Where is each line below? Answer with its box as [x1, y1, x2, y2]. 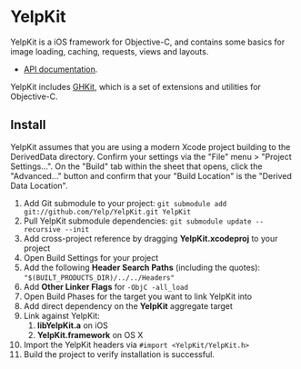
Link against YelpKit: [23, 310, 101, 321]
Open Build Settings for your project [23, 252, 159, 263]
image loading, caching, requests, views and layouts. [10, 45, 209, 56]
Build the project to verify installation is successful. [23, 348, 215, 360]
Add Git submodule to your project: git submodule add [23, 197, 227, 208]
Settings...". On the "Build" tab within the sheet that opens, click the [10, 161, 263, 172]
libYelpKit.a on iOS [36, 320, 108, 331]
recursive [23, 224, 62, 234]
